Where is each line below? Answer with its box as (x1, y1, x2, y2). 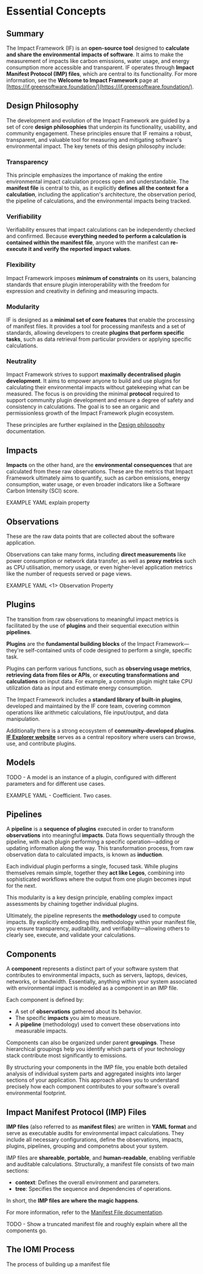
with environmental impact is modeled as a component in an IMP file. (6, 984, 179, 992)
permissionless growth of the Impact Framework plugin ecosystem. (6, 409, 175, 417)
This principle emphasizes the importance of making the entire (6, 172, 163, 179)
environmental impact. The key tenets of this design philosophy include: (6, 142, 186, 150)
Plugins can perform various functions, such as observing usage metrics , (6, 665, 192, 672)
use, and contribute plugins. (6, 740, 76, 747)
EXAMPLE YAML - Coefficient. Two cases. (6, 791, 112, 799)
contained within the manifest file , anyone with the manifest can (6, 239, 170, 246)
